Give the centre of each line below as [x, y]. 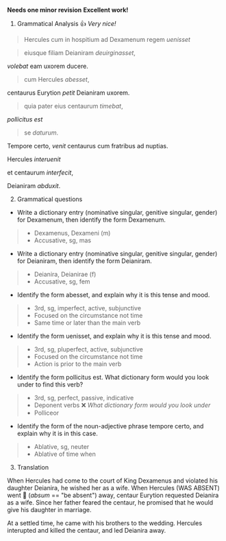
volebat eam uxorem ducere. [48, 66]
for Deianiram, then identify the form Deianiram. [84, 261]
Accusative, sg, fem [62, 281]
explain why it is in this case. [57, 433]
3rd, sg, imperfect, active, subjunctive [88, 308]
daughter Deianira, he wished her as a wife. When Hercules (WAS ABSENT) [114, 488]
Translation [33, 467]
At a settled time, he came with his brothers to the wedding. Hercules [105, 523]
